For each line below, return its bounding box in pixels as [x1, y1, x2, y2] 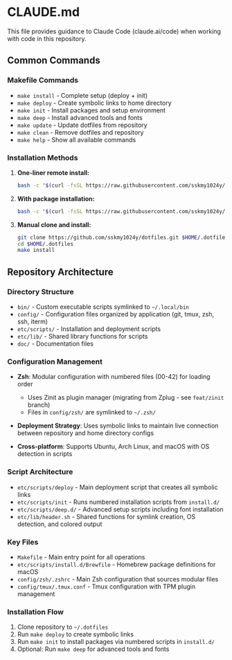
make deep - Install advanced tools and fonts [17, 113, 143, 121]
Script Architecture [7, 467, 73, 477]
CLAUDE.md [7, 4, 80, 20]
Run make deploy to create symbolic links [17, 630, 134, 638]
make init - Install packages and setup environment [17, 105, 166, 115]
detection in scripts [17, 450, 73, 458]
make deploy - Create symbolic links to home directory [17, 99, 172, 107]
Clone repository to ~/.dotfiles [17, 623, 109, 632]
